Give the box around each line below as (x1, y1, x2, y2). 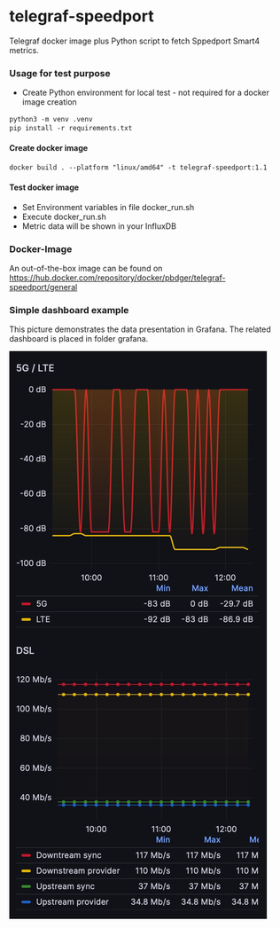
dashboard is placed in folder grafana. (9, 334, 149, 344)
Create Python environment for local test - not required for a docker (21, 87, 270, 98)
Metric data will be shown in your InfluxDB (21, 220, 177, 232)
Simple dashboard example (9, 303, 129, 316)
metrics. (9, 44, 40, 55)
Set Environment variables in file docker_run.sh (21, 201, 195, 212)
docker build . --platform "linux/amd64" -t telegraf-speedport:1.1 (9, 163, 268, 172)
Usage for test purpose (9, 67, 111, 79)
